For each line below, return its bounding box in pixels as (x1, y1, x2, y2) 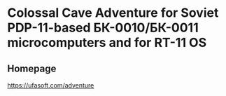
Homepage (7, 62, 57, 74)
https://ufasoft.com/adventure (7, 81, 94, 89)
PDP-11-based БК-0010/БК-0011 (7, 20, 199, 36)
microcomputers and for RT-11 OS (7, 35, 207, 50)
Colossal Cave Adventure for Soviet (7, 5, 219, 21)
